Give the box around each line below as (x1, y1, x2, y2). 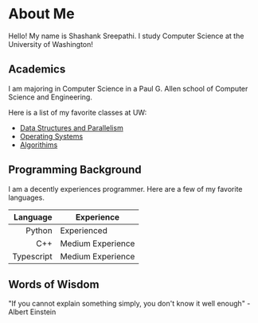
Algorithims (19, 140, 58, 150)
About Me (8, 5, 75, 23)
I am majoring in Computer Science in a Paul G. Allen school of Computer (8, 84, 248, 93)
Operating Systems (19, 131, 84, 141)
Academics (8, 63, 66, 76)
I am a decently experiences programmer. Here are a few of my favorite (8, 184, 243, 193)
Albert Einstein (8, 307, 57, 317)
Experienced (60, 224, 107, 235)
